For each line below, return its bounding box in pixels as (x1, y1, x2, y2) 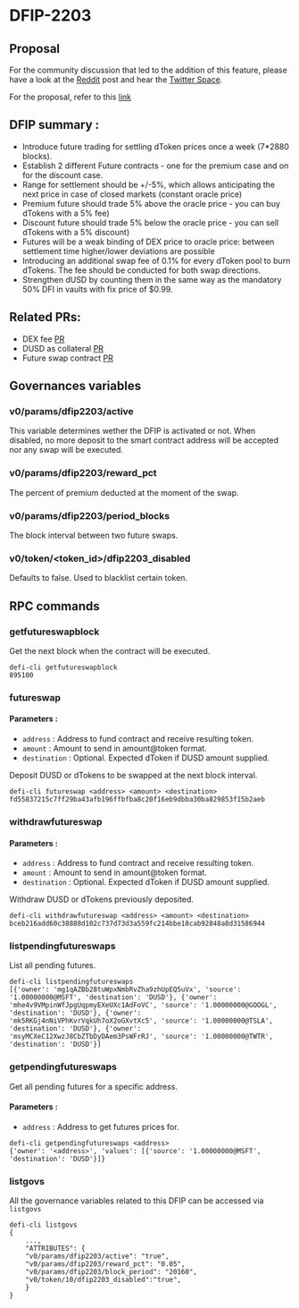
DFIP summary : (9, 117, 100, 132)
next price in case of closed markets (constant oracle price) (21, 189, 243, 200)
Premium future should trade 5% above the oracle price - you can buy (21, 198, 281, 208)
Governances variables (9, 378, 141, 394)
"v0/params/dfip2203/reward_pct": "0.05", (25, 1260, 186, 1269)
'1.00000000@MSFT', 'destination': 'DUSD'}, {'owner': (9, 993, 218, 1002)
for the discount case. (21, 169, 104, 180)
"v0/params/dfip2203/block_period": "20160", (25, 1268, 198, 1277)
